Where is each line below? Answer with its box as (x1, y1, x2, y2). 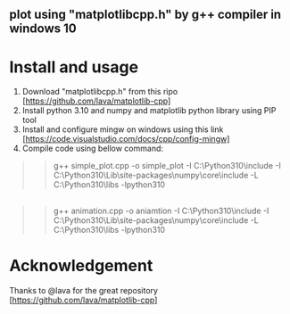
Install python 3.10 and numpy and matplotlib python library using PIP (21, 105, 277, 116)
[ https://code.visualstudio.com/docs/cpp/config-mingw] (21, 134, 230, 145)
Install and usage (9, 57, 139, 77)
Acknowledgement (9, 255, 153, 276)
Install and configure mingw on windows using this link (21, 124, 224, 135)
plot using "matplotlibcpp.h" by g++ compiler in (9, 7, 282, 22)
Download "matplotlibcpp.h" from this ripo (21, 87, 178, 97)
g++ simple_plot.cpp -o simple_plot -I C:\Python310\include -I (53, 161, 281, 171)
